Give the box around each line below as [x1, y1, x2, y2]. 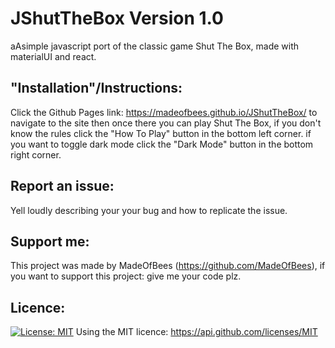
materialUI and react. [10, 50, 97, 62]
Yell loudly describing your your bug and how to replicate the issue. [10, 204, 288, 216]
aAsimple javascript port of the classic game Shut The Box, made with [10, 40, 300, 52]
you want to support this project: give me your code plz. [10, 270, 242, 282]
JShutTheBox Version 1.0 [10, 7, 224, 30]
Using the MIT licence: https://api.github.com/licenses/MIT [75, 326, 318, 338]
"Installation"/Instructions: [10, 80, 183, 97]
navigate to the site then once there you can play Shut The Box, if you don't [10, 117, 322, 129]
